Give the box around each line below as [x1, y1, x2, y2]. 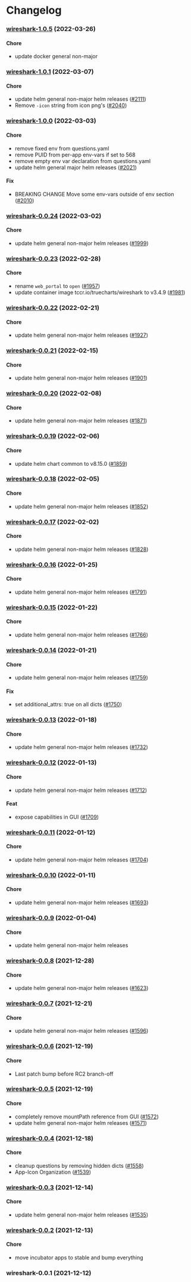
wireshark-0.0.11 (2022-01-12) [6, 828, 96, 836]
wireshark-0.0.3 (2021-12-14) [6, 1183, 93, 1192]
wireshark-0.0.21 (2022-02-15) [6, 346, 99, 355]
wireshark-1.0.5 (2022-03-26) [6, 25, 96, 33]
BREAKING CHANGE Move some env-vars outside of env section [14, 190, 174, 198]
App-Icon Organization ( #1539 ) [14, 1168, 91, 1176]
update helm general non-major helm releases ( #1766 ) [14, 631, 149, 638]
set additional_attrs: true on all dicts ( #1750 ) [14, 701, 123, 708]
